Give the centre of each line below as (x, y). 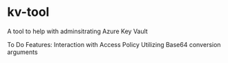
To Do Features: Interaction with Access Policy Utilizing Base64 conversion (114, 44)
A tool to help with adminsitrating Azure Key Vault (78, 31)
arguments (22, 52)
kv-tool (28, 12)
